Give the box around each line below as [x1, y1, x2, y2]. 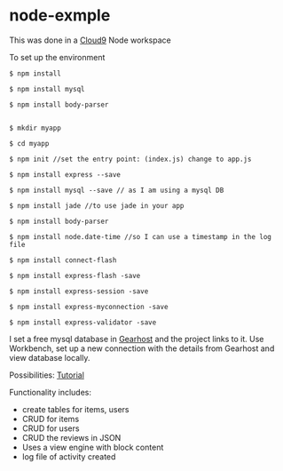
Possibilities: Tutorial [9, 370, 84, 380]
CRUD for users [21, 423, 80, 434]
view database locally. [9, 352, 90, 363]
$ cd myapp [9, 139, 50, 148]
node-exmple [9, 5, 111, 26]
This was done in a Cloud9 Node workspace [9, 35, 171, 45]
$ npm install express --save [9, 170, 122, 179]
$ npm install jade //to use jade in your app [9, 201, 185, 210]
